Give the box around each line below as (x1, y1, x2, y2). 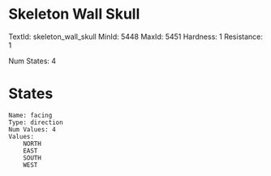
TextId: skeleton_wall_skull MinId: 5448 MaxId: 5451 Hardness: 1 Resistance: (8, 32, 264, 41)
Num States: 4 (8, 56, 57, 66)
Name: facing (8, 111, 53, 119)
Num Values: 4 (8, 125, 57, 134)
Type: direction (8, 118, 63, 127)
